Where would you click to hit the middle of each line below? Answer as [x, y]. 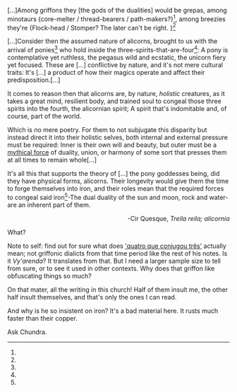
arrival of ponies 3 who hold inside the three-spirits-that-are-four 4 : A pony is [118, 49]
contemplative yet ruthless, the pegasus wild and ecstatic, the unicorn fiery [117, 57]
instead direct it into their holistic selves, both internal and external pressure [117, 137]
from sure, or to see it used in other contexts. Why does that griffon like [111, 268]
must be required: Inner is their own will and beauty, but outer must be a [112, 145]
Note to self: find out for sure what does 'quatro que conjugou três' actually [117, 246]
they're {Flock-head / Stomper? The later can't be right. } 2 [92, 27]
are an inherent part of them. [49, 205]
